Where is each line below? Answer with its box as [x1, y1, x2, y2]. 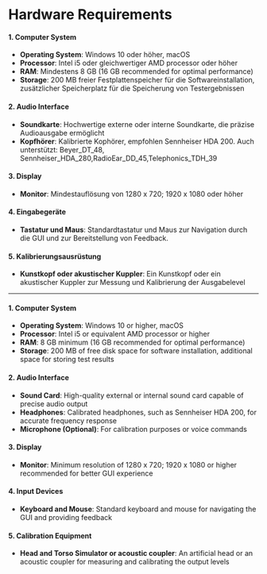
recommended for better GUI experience [19, 468, 153, 478]
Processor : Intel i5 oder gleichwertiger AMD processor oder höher [19, 58, 238, 68]
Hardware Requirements [8, 6, 172, 24]
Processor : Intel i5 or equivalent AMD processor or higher [19, 329, 211, 339]
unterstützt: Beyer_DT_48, [19, 144, 105, 154]
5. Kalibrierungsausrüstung [8, 252, 102, 261]
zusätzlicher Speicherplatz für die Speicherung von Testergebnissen [19, 83, 245, 93]
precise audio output [19, 399, 88, 408]
